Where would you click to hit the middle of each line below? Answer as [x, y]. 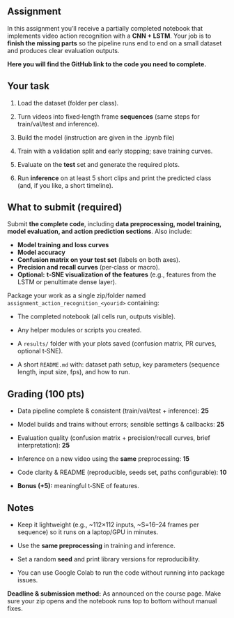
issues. [28, 580]
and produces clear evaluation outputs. [63, 50]
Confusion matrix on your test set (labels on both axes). [99, 260]
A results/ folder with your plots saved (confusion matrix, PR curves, [117, 344]
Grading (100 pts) [46, 394]
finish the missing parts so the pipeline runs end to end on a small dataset [115, 43]
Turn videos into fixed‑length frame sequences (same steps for [108, 116]
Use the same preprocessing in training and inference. [96, 546]
